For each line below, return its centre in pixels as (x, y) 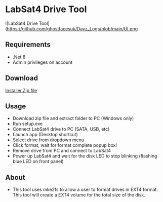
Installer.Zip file (21, 90)
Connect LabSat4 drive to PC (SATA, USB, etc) (61, 129)
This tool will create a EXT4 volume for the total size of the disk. (79, 195)
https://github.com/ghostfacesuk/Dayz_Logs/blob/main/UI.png (72, 28)
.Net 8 (19, 57)
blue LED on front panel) (38, 161)
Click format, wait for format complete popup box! (65, 145)
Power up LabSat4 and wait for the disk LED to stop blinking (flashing (85, 156)
